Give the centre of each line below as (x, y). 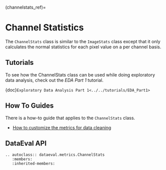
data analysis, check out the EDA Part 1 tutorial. (54, 80)
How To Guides (30, 106)
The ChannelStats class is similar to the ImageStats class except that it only (83, 41)
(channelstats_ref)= (26, 7)
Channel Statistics (45, 28)
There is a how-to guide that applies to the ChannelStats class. (70, 118)
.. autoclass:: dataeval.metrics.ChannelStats (55, 155)
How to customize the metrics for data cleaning (62, 127)
